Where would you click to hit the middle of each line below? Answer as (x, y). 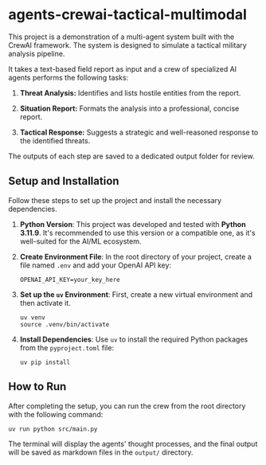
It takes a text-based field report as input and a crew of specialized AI (123, 68)
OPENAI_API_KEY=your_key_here (70, 279)
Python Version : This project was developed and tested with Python (133, 224)
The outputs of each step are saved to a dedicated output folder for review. (131, 156)
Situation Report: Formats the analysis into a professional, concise (129, 108)
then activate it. (45, 303)
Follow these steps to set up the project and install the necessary (115, 200)
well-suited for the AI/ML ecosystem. (80, 241)
